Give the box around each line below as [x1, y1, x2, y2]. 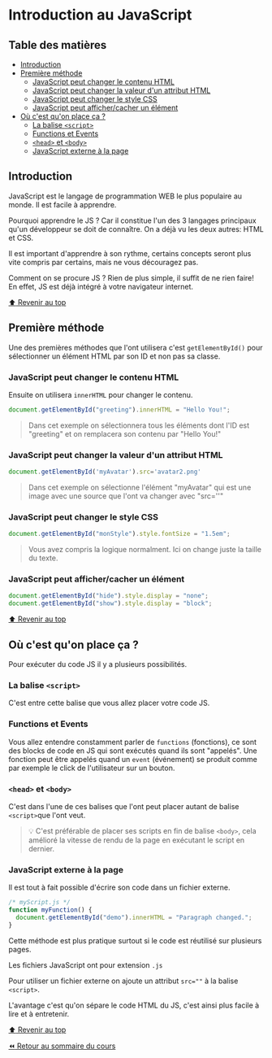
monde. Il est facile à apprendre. [8, 199, 117, 209]
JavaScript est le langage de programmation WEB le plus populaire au [8, 191, 242, 201]
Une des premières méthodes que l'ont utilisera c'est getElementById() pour [8, 342, 263, 352]
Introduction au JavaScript [8, 6, 192, 24]
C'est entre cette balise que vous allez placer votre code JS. [8, 698, 210, 708]
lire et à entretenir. [8, 1008, 70, 1018]
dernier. [28, 843, 55, 853]
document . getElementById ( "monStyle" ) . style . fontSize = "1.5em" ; [8, 530, 231, 538]
